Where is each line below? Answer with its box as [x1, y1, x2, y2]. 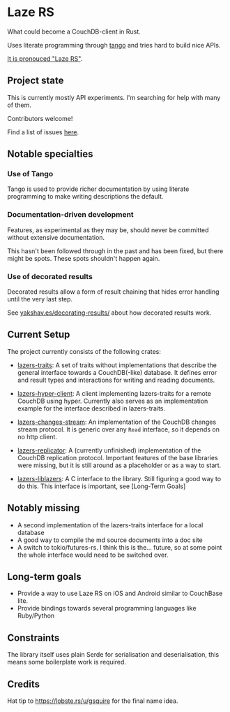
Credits [7, 678, 40, 690]
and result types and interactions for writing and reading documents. [17, 376, 215, 384]
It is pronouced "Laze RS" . [7, 54, 83, 63]
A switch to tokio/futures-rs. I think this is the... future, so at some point [17, 543, 222, 551]
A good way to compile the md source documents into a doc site [17, 536, 204, 544]
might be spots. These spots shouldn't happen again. [7, 254, 160, 262]
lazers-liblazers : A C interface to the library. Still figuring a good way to [17, 474, 222, 483]
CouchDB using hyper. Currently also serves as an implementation [17, 397, 208, 405]
